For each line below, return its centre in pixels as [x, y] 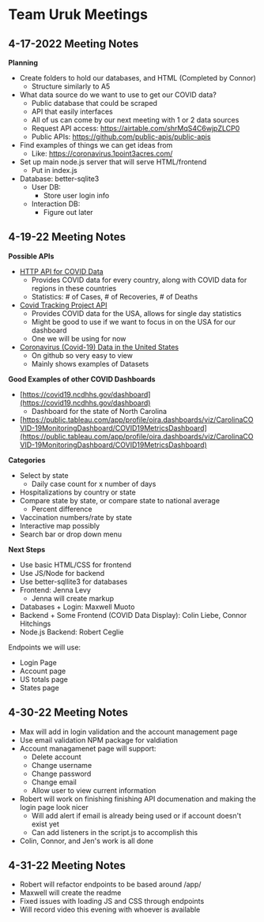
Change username [62, 765]
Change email [54, 782]
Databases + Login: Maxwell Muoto [77, 607]
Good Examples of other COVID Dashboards [82, 379]
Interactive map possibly [60, 525]
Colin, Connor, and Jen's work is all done [87, 841]
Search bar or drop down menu [71, 534]
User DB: [46, 187]
